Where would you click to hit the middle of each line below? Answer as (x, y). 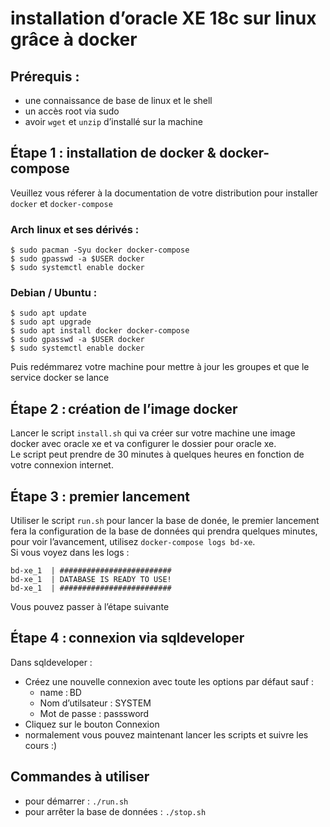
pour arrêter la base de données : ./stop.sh (115, 811)
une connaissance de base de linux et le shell (118, 100)
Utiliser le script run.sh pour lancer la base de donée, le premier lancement (165, 521)
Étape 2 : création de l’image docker (124, 408)
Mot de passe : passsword (94, 713)
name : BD (60, 692)
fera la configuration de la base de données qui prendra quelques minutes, (164, 531)
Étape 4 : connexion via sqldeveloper (127, 638)
